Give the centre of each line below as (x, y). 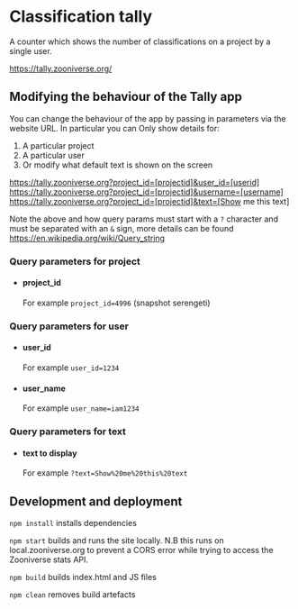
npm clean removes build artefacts (72, 595)
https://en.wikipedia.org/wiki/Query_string (87, 238)
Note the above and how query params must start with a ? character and (144, 219)
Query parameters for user (69, 326)
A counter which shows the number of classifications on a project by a (140, 41)
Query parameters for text (68, 432)
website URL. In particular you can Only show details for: (114, 128)
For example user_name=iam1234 (81, 408)
